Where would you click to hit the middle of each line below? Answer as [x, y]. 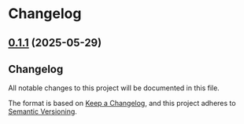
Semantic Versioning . [43, 111]
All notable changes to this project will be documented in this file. [114, 88]
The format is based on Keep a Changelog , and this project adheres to [122, 104]
